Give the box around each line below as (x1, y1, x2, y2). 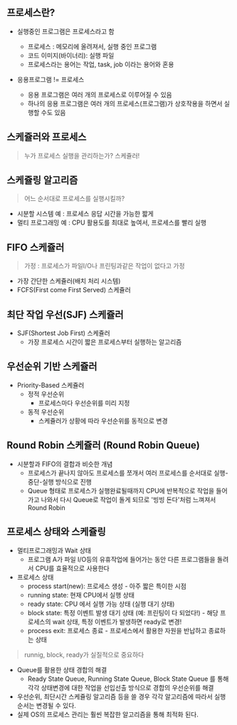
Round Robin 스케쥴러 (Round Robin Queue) (6, 439, 200, 451)
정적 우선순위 (27, 389, 65, 398)
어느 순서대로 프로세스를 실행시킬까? (23, 195, 125, 203)
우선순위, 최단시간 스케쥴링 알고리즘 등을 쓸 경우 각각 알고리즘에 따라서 (16, 692, 213, 701)
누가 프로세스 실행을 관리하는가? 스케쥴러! (23, 151, 140, 160)
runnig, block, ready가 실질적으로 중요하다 (23, 650, 144, 659)
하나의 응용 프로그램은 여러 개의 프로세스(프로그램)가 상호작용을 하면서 (27, 99, 223, 108)
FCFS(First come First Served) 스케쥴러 (16, 286, 131, 294)
